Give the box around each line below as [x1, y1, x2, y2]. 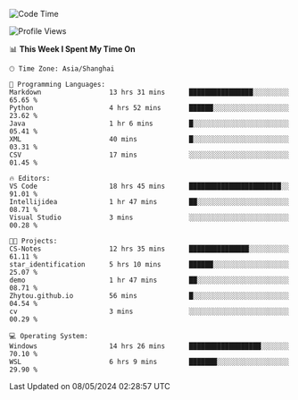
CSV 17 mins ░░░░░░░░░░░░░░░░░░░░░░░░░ [9, 150, 290, 159]
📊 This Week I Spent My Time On [9, 44, 136, 54]
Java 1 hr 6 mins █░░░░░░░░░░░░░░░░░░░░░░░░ [9, 119, 290, 128]
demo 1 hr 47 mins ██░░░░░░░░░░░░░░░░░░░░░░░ [9, 276, 290, 285]
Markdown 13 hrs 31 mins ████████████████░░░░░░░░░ [9, 88, 290, 97]
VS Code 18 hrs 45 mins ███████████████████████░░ [9, 182, 290, 191]
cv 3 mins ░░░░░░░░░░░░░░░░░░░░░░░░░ [9, 307, 290, 316]
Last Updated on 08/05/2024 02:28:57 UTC [9, 381, 171, 391]
